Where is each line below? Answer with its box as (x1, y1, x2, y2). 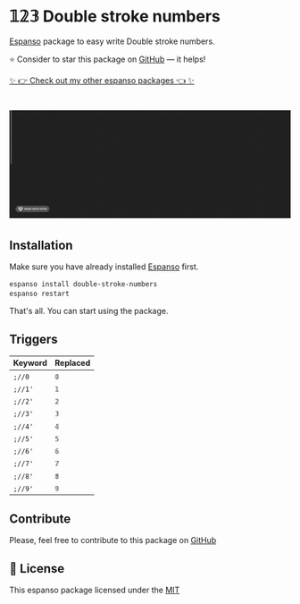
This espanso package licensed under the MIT (9, 584, 180, 596)
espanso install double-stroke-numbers (9, 280, 158, 289)
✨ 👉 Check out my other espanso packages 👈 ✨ (9, 74, 195, 86)
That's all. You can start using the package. (9, 306, 169, 317)
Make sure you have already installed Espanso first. (9, 261, 199, 272)
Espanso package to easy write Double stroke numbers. (9, 36, 216, 47)
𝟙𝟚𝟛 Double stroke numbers (9, 6, 221, 27)
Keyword (12, 358, 47, 369)
